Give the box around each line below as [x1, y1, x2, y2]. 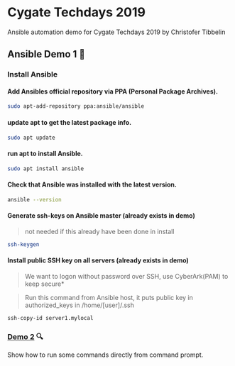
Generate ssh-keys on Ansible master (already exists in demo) [7, 211, 195, 220]
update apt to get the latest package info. [7, 118, 132, 126]
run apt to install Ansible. [7, 150, 83, 157]
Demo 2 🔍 [7, 331, 44, 341]
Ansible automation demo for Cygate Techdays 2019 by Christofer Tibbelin [7, 28, 226, 36]
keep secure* [24, 279, 65, 288]
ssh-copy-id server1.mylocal [7, 314, 94, 321]
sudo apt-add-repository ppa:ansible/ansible [7, 103, 144, 110]
